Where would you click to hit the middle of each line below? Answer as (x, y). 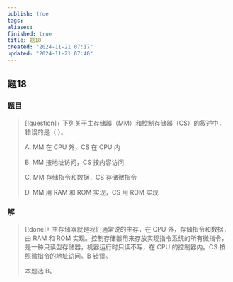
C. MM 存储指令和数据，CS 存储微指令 (81, 177)
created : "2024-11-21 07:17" (50, 47)
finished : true (30, 34)
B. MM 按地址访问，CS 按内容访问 (74, 162)
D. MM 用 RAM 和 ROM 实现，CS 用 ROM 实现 (92, 192)
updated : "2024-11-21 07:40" (50, 54)
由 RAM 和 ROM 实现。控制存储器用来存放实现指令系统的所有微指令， (126, 238)
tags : (15, 21)
